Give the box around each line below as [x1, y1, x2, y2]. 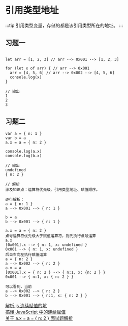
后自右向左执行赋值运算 [5, 252, 47, 257]
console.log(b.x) [5, 153, 42, 158]
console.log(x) [10, 75, 42, 80]
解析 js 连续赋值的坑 [5, 302, 47, 308]
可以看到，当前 [5, 284, 32, 289]
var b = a [5, 135, 26, 140]
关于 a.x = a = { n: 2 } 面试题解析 [5, 315, 73, 321]
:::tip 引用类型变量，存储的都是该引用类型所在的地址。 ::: [5, 22, 123, 28]
